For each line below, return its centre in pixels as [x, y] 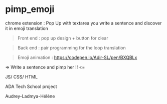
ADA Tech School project [31, 86]
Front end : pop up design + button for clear [63, 38]
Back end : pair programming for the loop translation [72, 47]
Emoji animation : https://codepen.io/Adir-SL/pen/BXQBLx [77, 57]
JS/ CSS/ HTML [22, 76]
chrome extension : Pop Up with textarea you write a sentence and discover [83, 23]
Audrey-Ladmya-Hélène [30, 96]
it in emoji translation [27, 28]
